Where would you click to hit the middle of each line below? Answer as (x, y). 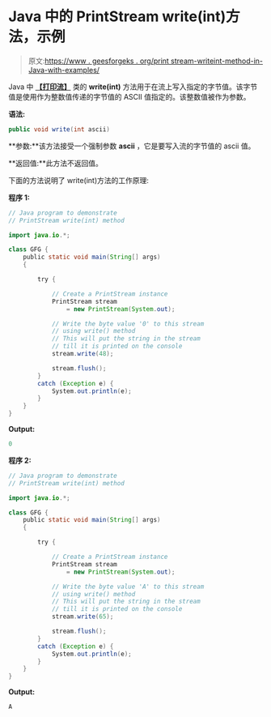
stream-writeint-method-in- (217, 61)
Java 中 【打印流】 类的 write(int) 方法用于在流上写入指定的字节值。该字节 (133, 87)
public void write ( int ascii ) (59, 129)
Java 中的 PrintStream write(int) (117, 17)
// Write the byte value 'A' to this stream (128, 587)
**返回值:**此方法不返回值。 (56, 163)
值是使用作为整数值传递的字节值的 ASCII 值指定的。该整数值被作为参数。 (129, 96)
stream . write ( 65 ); (83, 617)
